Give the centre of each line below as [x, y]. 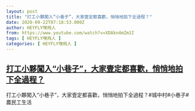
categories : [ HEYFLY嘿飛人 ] [41, 44]
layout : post [22, 11]
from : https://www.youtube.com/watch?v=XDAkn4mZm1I [70, 33]
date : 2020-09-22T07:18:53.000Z [45, 22]
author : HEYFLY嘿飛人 [31, 28]
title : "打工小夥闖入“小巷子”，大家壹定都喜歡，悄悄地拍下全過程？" [79, 17]
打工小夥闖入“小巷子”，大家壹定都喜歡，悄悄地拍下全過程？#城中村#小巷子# [97, 95]
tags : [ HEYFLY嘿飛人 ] [34, 38]
